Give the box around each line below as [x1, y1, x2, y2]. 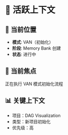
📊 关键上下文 [5, 96, 45, 105]
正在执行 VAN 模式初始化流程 [5, 81, 63, 87]
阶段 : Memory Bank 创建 [12, 45, 61, 51]
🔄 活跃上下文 [5, 4, 56, 16]
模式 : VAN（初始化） [12, 39, 53, 45]
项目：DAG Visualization [12, 113, 61, 118]
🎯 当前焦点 [5, 67, 36, 76]
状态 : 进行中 [12, 52, 36, 57]
